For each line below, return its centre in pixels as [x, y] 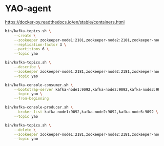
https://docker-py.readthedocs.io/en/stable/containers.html [65, 22]
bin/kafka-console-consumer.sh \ [39, 85]
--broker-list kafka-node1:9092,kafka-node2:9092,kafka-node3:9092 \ [86, 112]
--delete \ [25, 130]
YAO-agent [28, 9]
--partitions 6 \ [31, 49]
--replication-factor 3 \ [40, 44]
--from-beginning [31, 99]
